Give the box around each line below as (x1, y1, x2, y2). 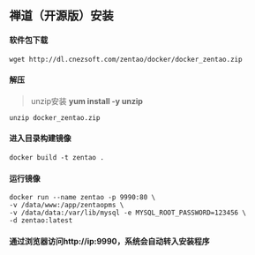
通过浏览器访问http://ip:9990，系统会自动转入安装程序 (9, 236, 210, 246)
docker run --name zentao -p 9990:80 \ (9, 193, 156, 202)
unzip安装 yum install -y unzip (30, 95, 144, 106)
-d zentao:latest (9, 216, 73, 225)
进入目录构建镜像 (9, 133, 71, 144)
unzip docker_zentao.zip (9, 113, 101, 122)
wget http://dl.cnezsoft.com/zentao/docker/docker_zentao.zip (9, 55, 243, 64)
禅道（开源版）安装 (9, 8, 114, 24)
